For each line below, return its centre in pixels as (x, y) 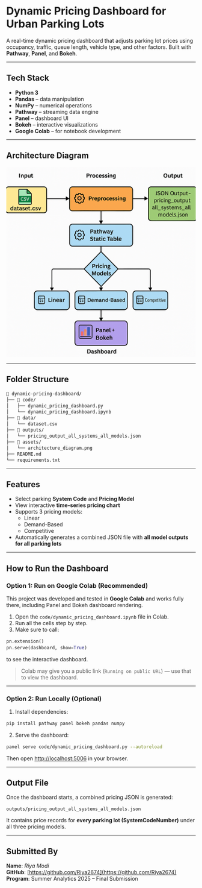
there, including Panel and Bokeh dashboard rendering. (75, 605)
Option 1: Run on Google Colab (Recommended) (77, 585)
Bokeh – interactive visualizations (56, 124)
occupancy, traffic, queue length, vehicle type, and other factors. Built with (99, 47)
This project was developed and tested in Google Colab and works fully (95, 599)
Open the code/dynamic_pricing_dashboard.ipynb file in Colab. (92, 617)
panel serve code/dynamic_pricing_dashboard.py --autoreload (84, 747)
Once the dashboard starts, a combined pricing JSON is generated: (90, 798)
